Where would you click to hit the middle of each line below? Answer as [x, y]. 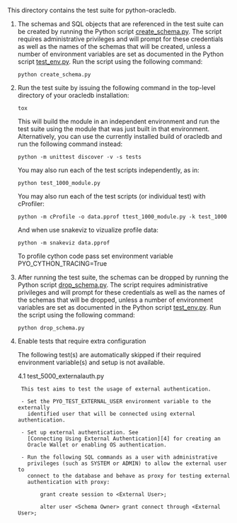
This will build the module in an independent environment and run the [118, 121]
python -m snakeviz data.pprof [64, 243]
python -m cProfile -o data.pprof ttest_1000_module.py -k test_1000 [122, 217]
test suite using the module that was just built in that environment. [114, 129]
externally [34, 407]
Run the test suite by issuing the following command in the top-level [116, 88]
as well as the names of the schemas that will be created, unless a [114, 46]
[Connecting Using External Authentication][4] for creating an [124, 439]
